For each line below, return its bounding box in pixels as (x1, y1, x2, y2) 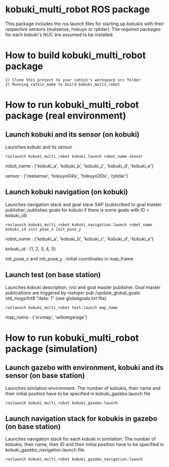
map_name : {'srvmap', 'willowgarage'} (5, 314, 88, 320)
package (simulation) (5, 343, 98, 354)
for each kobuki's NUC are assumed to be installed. (5, 31, 114, 38)
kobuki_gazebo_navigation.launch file (5, 447, 84, 453)
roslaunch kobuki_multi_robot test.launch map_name (5, 305, 118, 310)
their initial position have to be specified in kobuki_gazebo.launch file (5, 390, 151, 397)
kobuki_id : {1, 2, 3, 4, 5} (5, 246, 56, 252)
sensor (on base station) (5, 371, 86, 380)
